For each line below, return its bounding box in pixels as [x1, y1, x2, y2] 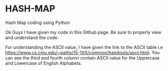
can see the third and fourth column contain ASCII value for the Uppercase [5, 54, 159, 60]
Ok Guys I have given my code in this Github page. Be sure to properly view [5, 29, 161, 35]
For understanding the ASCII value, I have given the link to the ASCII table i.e [5, 44, 163, 50]
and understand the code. [5, 34, 59, 40]
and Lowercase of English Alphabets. [5, 60, 82, 66]
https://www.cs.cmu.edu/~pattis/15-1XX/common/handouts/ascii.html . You [5, 49, 160, 55]
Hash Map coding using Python [5, 19, 70, 25]
